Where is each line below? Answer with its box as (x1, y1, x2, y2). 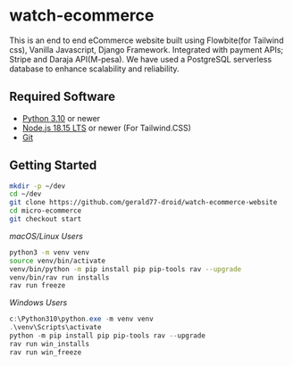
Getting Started (9, 158, 97, 173)
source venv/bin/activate (9, 256, 105, 265)
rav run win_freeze (9, 347, 82, 357)
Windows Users (9, 297, 68, 308)
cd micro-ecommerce (9, 206, 82, 215)
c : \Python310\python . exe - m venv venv (9, 314, 154, 324)
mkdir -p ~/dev (9, 181, 66, 190)
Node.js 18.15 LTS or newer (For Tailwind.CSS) (21, 122, 192, 133)
